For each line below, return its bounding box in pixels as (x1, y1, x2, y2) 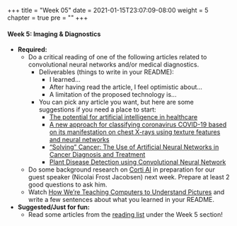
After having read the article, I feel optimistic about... (49, 83, 203, 91)
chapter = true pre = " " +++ (7, 13, 88, 22)
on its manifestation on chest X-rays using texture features (49, 128, 221, 136)
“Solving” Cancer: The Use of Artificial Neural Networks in (49, 143, 219, 151)
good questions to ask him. (28, 180, 108, 189)
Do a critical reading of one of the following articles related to (28, 53, 207, 61)
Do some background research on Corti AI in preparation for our (28, 165, 216, 174)
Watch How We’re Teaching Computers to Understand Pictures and (28, 188, 225, 196)
